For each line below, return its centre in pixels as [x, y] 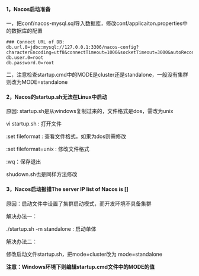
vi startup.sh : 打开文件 [34, 124]
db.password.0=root [30, 63]
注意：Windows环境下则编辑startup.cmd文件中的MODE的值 [81, 266]
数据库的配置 [27, 31]
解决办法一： [22, 216]
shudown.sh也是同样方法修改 [42, 174]
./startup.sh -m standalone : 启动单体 [51, 228]
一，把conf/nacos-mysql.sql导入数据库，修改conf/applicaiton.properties [94, 23]
